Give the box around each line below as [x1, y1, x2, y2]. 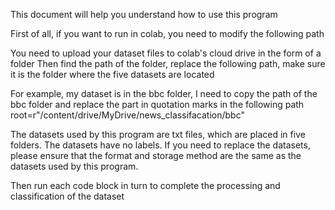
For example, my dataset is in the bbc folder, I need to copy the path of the [10, 88, 318, 99]
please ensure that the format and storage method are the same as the [10, 150, 302, 161]
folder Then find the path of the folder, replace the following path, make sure [10, 58, 326, 69]
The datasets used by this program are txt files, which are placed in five [10, 129, 306, 140]
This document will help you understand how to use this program [10, 9, 278, 20]
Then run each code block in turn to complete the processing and [10, 180, 281, 191]
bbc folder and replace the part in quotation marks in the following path [10, 99, 305, 110]
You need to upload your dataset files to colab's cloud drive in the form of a [10, 47, 322, 59]
